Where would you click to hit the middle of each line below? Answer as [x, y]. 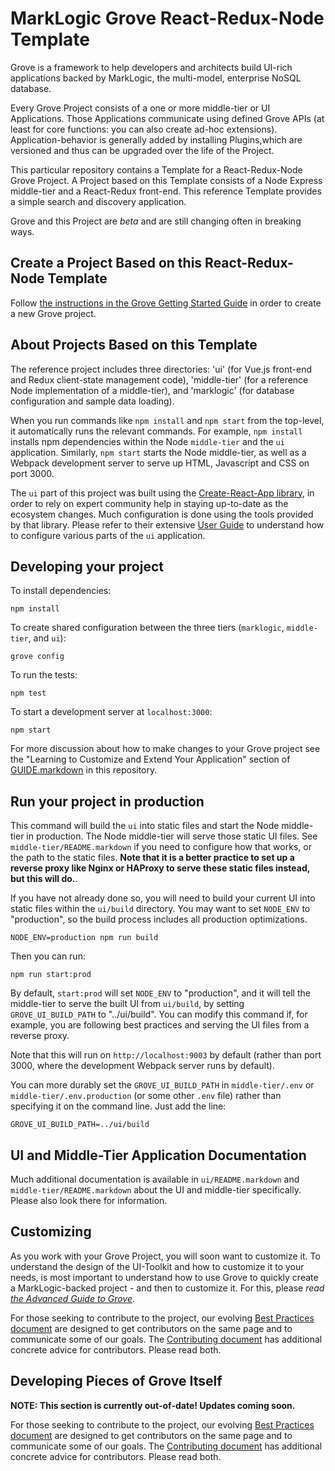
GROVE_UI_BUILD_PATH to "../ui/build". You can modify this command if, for [159, 1014]
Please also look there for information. [89, 1200]
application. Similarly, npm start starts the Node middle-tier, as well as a [158, 452]
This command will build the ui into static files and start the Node [145, 826]
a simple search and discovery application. [98, 201]
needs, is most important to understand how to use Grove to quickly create [164, 1277]
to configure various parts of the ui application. [108, 535]
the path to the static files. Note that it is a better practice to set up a [152, 858]
